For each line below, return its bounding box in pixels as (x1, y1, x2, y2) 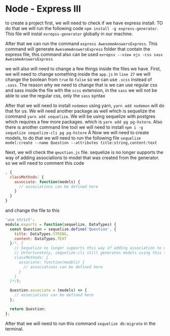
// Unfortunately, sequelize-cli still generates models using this (14, 250, 162, 256)
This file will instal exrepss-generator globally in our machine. (5, 30, 133, 37)
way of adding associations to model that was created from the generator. (5, 155, 159, 161)
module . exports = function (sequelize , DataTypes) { (5, 222, 116, 227)
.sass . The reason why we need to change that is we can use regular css (5, 82, 158, 88)
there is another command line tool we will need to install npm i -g (5, 124, 143, 130)
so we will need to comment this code (5, 160, 84, 166)
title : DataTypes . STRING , (14, 231, 69, 236)
